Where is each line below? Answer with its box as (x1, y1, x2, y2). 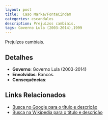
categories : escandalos (5, 16, 54, 21)
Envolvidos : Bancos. (12, 71, 54, 77)
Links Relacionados (5, 91, 66, 99)
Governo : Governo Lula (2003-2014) (12, 66, 87, 72)
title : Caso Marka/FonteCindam (5, 12, 71, 17)
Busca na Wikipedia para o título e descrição (12, 109, 103, 115)
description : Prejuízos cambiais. (5, 21, 76, 26)
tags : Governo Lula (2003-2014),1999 (5, 26, 82, 30)
